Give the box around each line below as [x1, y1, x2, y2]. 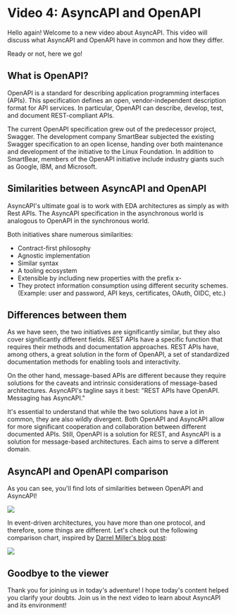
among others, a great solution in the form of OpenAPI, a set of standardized [7, 351, 230, 359]
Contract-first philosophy [17, 243, 92, 252]
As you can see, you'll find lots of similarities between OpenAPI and [7, 485, 204, 493]
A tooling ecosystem [17, 266, 77, 274]
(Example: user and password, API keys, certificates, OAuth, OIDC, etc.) [17, 288, 226, 297]
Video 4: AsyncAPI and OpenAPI [7, 5, 201, 21]
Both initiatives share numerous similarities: [7, 230, 134, 238]
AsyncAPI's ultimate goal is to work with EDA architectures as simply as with [7, 201, 229, 209]
